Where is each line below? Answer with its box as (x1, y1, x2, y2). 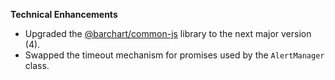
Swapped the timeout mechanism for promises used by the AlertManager (24, 49, 325, 61)
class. (24, 60, 50, 71)
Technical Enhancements (10, 9, 118, 20)
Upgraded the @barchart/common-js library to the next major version (24, 28, 312, 39)
